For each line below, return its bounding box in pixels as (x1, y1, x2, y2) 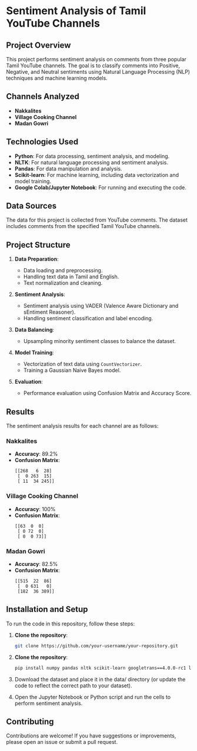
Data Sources (6, 201, 57, 211)
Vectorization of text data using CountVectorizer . (23, 361, 142, 368)
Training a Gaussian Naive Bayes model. (23, 367, 121, 374)
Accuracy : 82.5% (14, 560, 58, 567)
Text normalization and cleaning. (23, 279, 103, 286)
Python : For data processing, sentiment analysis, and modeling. (14, 152, 170, 160)
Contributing (6, 716, 54, 726)
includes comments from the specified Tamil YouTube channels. (6, 223, 161, 230)
